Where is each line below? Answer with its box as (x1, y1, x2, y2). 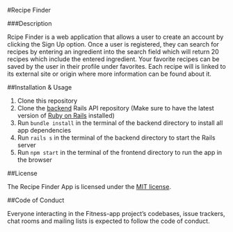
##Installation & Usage (7, 83, 72, 91)
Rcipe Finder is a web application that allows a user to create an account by (7, 33, 224, 41)
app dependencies (17, 126, 72, 134)
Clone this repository (17, 97, 78, 105)
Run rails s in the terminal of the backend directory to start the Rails (17, 133, 216, 142)
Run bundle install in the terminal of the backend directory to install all (17, 119, 223, 127)
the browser (17, 156, 52, 164)
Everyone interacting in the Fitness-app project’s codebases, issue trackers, (7, 210, 225, 217)
